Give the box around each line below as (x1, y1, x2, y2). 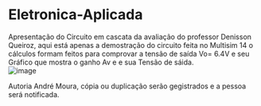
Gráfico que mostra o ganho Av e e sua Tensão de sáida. (8, 57, 194, 67)
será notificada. (8, 89, 60, 99)
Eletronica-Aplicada (8, 6, 143, 24)
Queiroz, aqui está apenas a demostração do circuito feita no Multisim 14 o (8, 40, 253, 49)
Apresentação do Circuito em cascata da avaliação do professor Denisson (8, 32, 252, 41)
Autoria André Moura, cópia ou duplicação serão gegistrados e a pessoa (8, 81, 247, 91)
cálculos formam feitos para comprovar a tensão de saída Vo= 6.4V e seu (8, 49, 250, 58)
